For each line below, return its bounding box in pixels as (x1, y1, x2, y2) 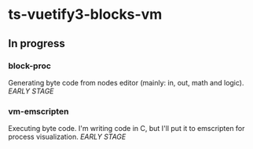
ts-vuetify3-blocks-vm (8, 5, 163, 24)
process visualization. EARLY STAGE (8, 132, 126, 142)
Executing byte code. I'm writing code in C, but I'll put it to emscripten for (8, 124, 245, 133)
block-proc (8, 60, 51, 71)
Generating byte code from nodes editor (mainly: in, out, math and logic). (8, 78, 244, 87)
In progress (8, 37, 65, 50)
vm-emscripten (8, 106, 69, 117)
